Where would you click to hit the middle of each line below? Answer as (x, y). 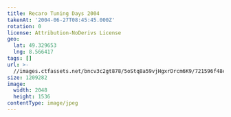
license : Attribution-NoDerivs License (64, 33)
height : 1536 (32, 97)
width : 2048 (31, 90)
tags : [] (20, 58)
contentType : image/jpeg (43, 103)
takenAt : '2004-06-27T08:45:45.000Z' (61, 20)
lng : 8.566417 (33, 52)
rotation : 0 (24, 26)
